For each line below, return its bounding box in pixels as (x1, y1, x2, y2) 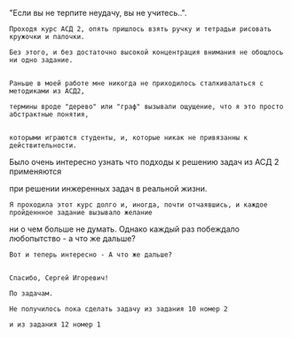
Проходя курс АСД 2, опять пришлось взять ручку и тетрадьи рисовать (9, 25, 272, 34)
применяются (9, 166, 62, 177)
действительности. (9, 141, 77, 150)
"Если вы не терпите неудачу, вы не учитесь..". (9, 8, 187, 18)
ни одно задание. (9, 56, 74, 65)
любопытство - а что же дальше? (9, 233, 136, 243)
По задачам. (9, 289, 53, 298)
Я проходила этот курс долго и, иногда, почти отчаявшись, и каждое (9, 200, 268, 209)
